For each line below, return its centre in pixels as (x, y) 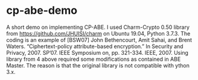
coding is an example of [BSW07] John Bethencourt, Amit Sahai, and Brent (99, 40)
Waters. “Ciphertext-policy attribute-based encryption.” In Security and (95, 46)
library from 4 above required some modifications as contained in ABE (94, 59)
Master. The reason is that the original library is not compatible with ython (98, 65)
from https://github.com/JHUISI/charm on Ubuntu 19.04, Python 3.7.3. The (98, 33)
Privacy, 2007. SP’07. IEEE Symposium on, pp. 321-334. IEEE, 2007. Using (97, 52)
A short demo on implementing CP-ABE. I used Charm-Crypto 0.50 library (98, 27)
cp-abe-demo (42, 11)
